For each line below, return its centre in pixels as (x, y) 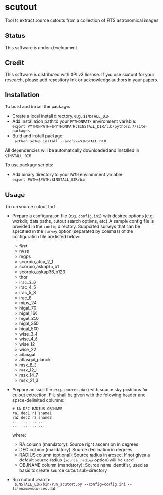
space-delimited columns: (38, 400)
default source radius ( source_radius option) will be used (76, 460)
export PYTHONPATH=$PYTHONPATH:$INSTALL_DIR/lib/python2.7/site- (80, 127)
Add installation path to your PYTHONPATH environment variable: (74, 121)
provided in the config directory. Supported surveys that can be (76, 226)
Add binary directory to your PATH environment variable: (68, 175)
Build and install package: (38, 136)
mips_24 (28, 303)
